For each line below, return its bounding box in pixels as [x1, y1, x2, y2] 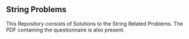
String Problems [6, 5, 66, 15]
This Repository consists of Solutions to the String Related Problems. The [6, 20, 183, 27]
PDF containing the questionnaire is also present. [6, 26, 125, 33]
